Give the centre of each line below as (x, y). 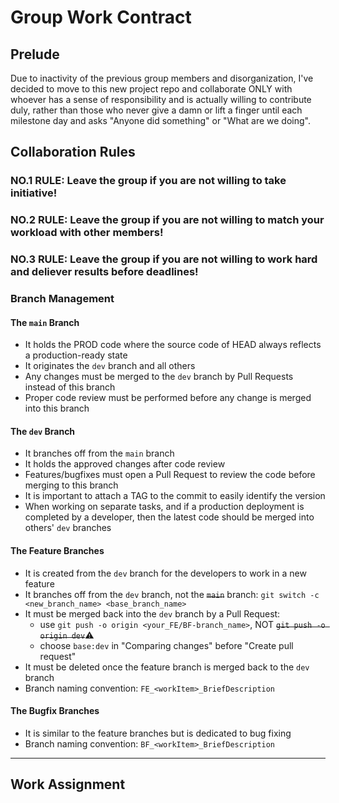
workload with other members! (87, 233)
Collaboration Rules (73, 152)
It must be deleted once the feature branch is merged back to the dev (167, 667)
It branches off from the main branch (99, 453)
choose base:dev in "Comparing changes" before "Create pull (166, 645)
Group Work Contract (101, 17)
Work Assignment (68, 784)
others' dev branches (68, 528)
